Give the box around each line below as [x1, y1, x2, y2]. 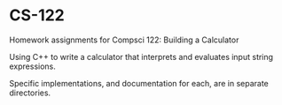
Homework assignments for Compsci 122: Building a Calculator [9, 34, 239, 45]
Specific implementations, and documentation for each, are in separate [9, 78, 269, 88]
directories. [9, 87, 51, 98]
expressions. [9, 61, 56, 71]
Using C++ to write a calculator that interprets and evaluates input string [9, 51, 273, 62]
